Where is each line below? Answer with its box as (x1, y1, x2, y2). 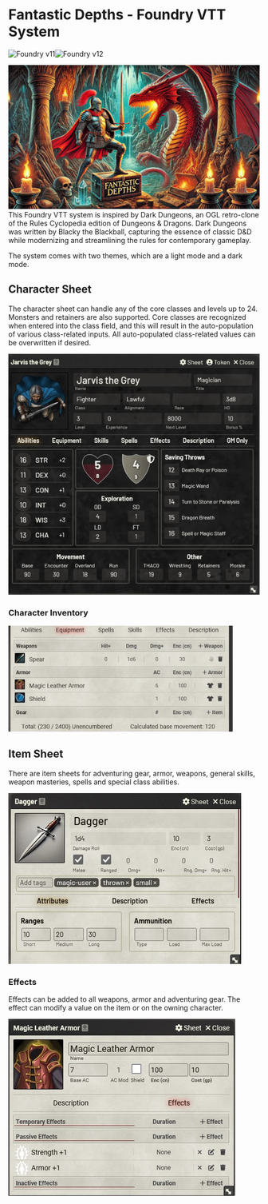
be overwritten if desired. (8, 337, 92, 347)
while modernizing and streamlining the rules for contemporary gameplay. (8, 235, 251, 245)
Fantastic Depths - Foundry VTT (8, 6, 227, 24)
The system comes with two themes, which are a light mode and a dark (8, 250, 243, 261)
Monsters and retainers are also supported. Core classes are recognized (8, 312, 246, 321)
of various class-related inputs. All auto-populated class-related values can (8, 329, 256, 339)
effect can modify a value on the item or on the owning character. (8, 1003, 223, 1013)
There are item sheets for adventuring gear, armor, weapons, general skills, (8, 768, 255, 778)
